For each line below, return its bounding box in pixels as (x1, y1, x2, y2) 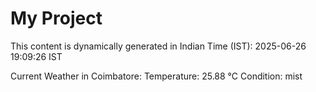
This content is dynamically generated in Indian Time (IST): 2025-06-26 (10, 40, 307, 52)
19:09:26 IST (10, 50, 63, 62)
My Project (10, 7, 103, 30)
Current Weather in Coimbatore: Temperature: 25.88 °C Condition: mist (10, 70, 303, 82)
